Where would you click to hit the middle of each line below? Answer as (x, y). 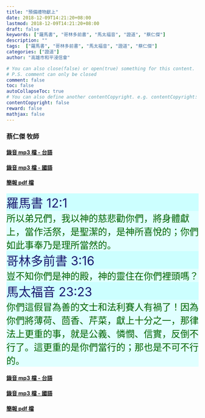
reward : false (24, 108)
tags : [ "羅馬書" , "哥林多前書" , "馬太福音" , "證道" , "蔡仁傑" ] (82, 47)
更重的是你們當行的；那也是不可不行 (120, 347)
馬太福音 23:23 (49, 292)
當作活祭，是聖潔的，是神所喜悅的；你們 (111, 232)
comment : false (26, 80)
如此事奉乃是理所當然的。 (61, 245)
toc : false (20, 86)
